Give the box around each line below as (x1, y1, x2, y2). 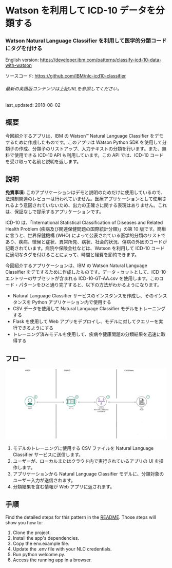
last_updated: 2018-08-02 (5, 102, 61, 108)
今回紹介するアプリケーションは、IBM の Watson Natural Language (5, 262, 147, 269)
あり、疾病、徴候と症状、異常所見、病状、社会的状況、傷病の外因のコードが (5, 239, 167, 245)
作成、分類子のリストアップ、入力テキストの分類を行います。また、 (18, 145, 162, 152)
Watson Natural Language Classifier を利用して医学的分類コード (5, 37, 167, 44)
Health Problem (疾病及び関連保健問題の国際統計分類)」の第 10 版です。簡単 (5, 226, 166, 232)
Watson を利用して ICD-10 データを (5, 5, 156, 16)
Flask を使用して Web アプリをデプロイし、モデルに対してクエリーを (12, 318, 159, 325)
